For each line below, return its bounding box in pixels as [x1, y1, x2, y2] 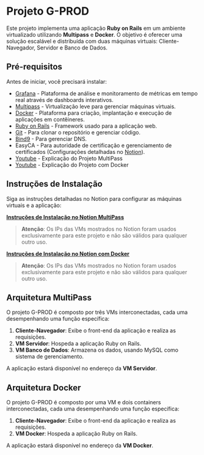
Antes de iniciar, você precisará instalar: [6, 78, 107, 85]
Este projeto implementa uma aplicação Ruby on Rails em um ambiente [6, 24, 186, 32]
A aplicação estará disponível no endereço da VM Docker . [6, 442, 154, 450]
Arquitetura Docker [6, 382, 81, 393]
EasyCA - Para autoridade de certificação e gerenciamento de [15, 142, 172, 149]
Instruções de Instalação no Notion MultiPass [6, 213, 124, 220]
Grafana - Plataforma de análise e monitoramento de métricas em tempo [15, 90, 198, 97]
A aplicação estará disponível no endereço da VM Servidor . [6, 365, 158, 372]
